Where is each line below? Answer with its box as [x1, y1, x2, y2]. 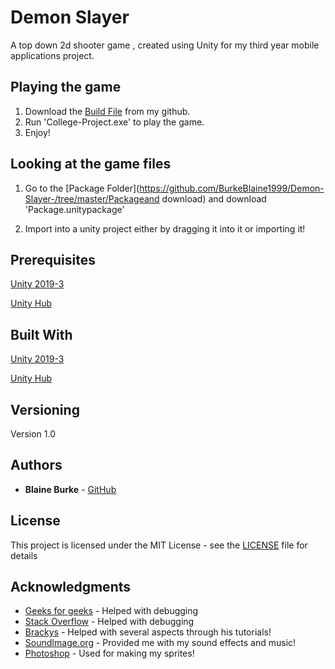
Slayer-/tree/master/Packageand [24, 192, 160, 205]
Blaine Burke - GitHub [24, 483, 117, 495]
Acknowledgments [10, 579, 132, 596]
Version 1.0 [10, 428, 56, 440]
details [10, 549, 38, 561]
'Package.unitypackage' [24, 203, 125, 215]
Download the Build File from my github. [24, 105, 191, 117]
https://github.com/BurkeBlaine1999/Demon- [139, 182, 325, 194]
